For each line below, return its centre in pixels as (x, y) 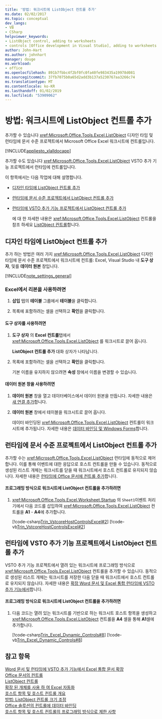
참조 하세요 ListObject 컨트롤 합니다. (46, 225)
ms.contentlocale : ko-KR (30, 86)
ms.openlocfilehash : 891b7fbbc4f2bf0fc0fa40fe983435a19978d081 (70, 73)
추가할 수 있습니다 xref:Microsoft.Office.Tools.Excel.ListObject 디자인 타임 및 (79, 135)
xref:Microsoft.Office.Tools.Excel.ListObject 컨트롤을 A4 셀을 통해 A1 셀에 (83, 619)
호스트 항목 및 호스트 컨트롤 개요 (36, 693)
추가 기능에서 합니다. (24, 589)
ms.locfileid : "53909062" (31, 95)
